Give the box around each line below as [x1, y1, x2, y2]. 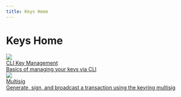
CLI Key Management [6, 59, 59, 66]
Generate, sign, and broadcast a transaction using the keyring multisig [6, 83, 176, 91]
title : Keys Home [6, 8, 49, 15]
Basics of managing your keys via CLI [6, 65, 97, 72]
